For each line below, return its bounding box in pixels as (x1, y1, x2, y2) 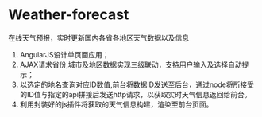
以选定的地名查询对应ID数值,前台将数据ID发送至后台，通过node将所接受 (19, 80, 254, 89)
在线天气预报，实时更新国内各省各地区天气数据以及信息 (8, 33, 189, 42)
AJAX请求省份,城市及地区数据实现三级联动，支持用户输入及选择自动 (19, 60, 242, 69)
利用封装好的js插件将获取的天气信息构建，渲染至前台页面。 (19, 99, 214, 109)
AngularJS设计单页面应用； (19, 49, 110, 59)
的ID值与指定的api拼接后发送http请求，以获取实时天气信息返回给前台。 (19, 89, 252, 99)
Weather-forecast (8, 6, 129, 24)
